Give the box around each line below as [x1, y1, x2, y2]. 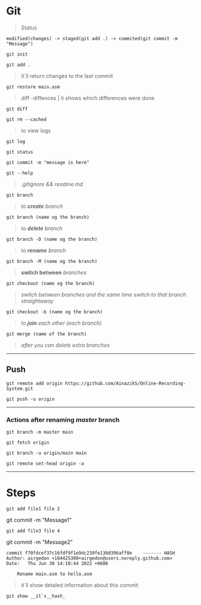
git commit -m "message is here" [6, 159, 90, 165]
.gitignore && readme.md [20, 180, 83, 187]
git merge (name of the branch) [6, 331, 87, 337]
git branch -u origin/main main [6, 450, 87, 456]
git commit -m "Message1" [6, 516, 72, 524]
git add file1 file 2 [6, 506, 60, 512]
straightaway [20, 297, 54, 304]
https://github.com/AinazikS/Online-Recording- [65, 380, 186, 386]
